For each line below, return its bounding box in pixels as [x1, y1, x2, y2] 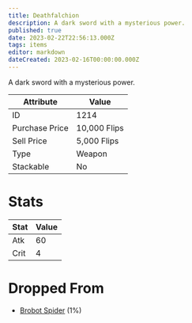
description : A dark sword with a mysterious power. [8, 19, 186, 27]
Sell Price [12, 135, 47, 146]
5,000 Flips [76, 135, 119, 146]
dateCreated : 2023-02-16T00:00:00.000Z [8, 56, 140, 64]
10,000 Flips [76, 122, 124, 133]
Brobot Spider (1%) [19, 306, 82, 315]
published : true [8, 26, 62, 34]
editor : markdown [8, 48, 66, 56]
